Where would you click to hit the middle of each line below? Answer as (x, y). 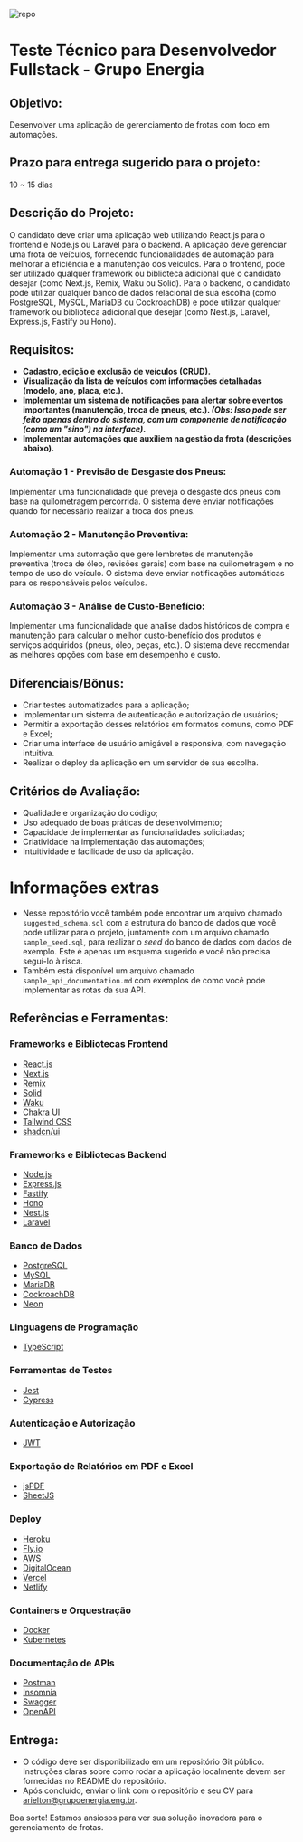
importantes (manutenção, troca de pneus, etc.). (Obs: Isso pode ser (154, 410)
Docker (36, 1629)
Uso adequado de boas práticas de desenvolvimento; (122, 822)
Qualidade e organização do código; (90, 812)
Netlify (35, 1587)
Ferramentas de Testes (61, 1371)
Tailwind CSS (47, 1121)
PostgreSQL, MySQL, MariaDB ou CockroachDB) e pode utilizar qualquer (145, 302)
